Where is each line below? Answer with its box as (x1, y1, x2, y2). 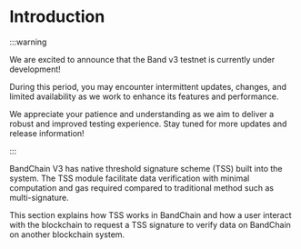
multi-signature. (9, 192, 70, 203)
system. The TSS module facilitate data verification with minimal (9, 173, 250, 184)
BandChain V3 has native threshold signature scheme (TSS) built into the (9, 163, 284, 174)
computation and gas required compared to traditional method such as (9, 182, 275, 193)
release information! (9, 127, 85, 138)
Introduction (9, 6, 105, 27)
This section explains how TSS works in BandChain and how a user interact (9, 209, 293, 220)
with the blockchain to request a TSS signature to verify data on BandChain (9, 219, 291, 230)
